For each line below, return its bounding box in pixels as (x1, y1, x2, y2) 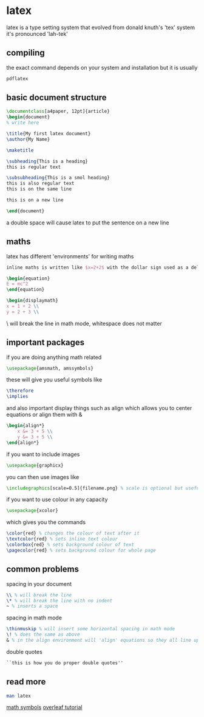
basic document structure (6, 92, 107, 103)
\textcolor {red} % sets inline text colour (6, 536, 118, 542)
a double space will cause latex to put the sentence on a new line (6, 219, 169, 226)
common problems (6, 564, 80, 574)
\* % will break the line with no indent (6, 597, 113, 604)
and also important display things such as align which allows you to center (6, 405, 192, 412)
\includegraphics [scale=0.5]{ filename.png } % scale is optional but (6, 485, 183, 491)
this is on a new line (6, 197, 64, 203)
